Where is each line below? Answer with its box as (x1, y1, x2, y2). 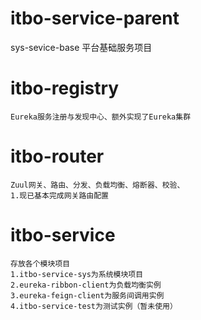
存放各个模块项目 (10, 258, 71, 269)
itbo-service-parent (10, 7, 180, 30)
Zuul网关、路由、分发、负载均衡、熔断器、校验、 (10, 180, 185, 190)
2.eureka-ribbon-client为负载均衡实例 (10, 280, 162, 290)
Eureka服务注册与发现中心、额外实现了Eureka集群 (10, 112, 192, 122)
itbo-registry (10, 77, 120, 100)
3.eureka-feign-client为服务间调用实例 (10, 290, 165, 301)
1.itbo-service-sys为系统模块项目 (10, 269, 144, 279)
